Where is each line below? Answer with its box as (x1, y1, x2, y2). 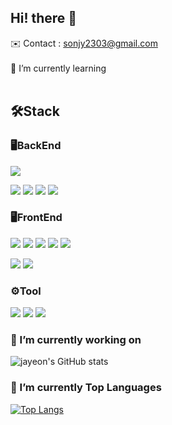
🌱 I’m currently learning (10, 62, 107, 74)
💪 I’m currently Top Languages (10, 381, 162, 395)
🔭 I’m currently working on (10, 333, 142, 347)
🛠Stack (10, 103, 60, 120)
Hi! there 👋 (10, 10, 78, 27)
